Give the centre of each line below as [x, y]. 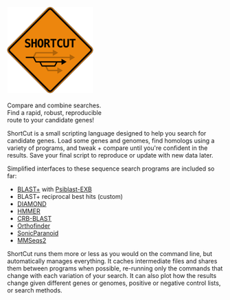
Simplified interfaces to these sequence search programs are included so [111, 169]
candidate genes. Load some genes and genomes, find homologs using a [111, 141]
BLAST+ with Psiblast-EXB [55, 189]
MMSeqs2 [32, 240]
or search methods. [35, 290]
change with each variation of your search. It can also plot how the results [112, 276]
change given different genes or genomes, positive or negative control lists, [114, 283]
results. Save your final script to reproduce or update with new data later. [111, 155]
